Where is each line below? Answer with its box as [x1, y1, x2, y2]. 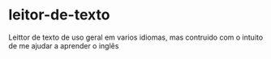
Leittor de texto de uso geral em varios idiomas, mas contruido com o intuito [8, 32, 264, 42]
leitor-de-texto [8, 6, 110, 24]
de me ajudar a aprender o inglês [8, 40, 119, 50]
